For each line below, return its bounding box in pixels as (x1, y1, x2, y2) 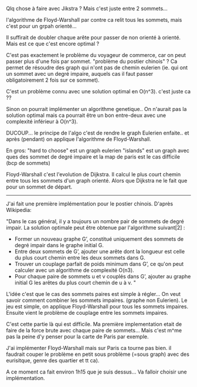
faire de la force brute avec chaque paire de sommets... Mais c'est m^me (6, 327, 182, 334)
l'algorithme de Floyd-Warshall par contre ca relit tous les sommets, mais (6, 16, 182, 23)
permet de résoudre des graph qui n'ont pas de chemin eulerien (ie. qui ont (6, 64, 188, 71)
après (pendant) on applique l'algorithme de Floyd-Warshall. (6, 136, 151, 143)
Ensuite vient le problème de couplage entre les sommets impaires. (6, 309, 168, 316)
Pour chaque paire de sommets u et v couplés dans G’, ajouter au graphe (14, 273, 191, 280)
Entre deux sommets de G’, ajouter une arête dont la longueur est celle (14, 248, 185, 255)
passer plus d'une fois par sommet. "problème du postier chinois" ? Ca (6, 58, 178, 65)
